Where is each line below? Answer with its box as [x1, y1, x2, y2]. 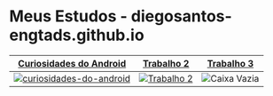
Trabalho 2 [142, 57, 190, 69]
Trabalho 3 [207, 57, 254, 69]
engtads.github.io [9, 25, 144, 45]
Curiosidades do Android [17, 57, 127, 69]
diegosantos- [130, 6, 232, 27]
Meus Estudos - [9, 6, 129, 27]
